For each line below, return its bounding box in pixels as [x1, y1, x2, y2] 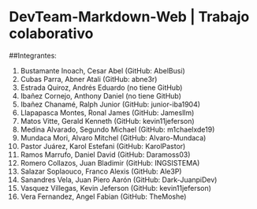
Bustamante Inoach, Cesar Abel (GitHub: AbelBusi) [20, 65, 186, 75]
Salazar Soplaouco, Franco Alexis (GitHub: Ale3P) [20, 166, 182, 176]
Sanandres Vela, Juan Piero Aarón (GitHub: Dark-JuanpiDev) [20, 174, 218, 185]
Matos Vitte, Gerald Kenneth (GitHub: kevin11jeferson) [20, 116, 196, 125]
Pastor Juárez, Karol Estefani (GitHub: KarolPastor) [20, 141, 186, 151]
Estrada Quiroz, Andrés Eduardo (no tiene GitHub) [20, 83, 183, 92]
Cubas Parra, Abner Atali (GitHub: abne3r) [20, 74, 158, 84]
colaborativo [9, 24, 94, 43]
